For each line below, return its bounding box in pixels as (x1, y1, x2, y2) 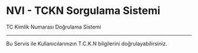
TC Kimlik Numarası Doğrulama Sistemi (6, 23, 101, 30)
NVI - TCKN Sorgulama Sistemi (6, 4, 161, 17)
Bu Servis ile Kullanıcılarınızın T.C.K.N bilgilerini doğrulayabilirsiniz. (6, 40, 167, 47)
